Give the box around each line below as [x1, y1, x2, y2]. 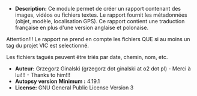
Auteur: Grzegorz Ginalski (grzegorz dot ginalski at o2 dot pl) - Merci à [14, 65, 191, 72]
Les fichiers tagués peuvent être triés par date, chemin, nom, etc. [6, 54, 168, 60]
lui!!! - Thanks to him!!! [14, 72, 71, 78]
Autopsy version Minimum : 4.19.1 [14, 78, 100, 85]
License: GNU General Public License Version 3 [14, 84, 134, 91]
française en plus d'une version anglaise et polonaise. [14, 24, 149, 31]
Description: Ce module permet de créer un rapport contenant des [14, 5, 181, 12]
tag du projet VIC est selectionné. [6, 42, 89, 49]
